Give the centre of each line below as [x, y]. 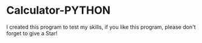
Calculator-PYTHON [59, 10]
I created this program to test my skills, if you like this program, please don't [101, 27]
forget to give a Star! [32, 33]
